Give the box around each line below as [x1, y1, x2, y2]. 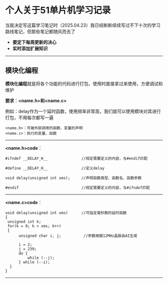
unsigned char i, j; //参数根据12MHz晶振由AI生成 [18, 233, 137, 238]
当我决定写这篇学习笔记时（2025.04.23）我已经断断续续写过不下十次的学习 [5, 22, 161, 28]
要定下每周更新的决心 [12, 39, 56, 45]
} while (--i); [18, 259, 50, 264]
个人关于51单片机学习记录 [5, 5, 111, 16]
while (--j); [27, 255, 55, 260]
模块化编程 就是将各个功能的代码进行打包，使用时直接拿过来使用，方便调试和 [5, 80, 163, 86]
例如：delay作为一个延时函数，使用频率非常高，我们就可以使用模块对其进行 [5, 108, 161, 114]
